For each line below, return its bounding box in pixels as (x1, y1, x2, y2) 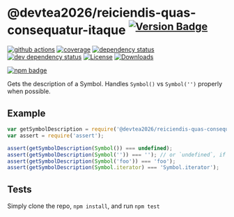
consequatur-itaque (7, 22, 126, 38)
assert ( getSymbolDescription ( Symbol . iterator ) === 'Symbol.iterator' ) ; (7, 164, 219, 171)
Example (7, 107, 46, 119)
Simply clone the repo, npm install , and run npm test (7, 202, 160, 210)
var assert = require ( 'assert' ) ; (7, 132, 104, 139)
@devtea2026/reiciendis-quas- (7, 5, 196, 21)
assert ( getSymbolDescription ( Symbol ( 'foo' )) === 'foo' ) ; (7, 158, 176, 165)
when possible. (7, 87, 51, 95)
